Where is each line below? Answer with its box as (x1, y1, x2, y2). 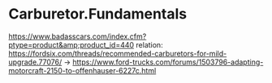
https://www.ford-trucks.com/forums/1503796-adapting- (72, 57, 264, 67)
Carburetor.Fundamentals (8, 5, 188, 23)
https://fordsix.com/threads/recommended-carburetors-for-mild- (8, 48, 227, 58)
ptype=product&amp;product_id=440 (8, 39, 135, 49)
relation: (136, 39, 164, 49)
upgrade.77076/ (8, 57, 63, 67)
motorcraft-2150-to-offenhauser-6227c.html (8, 65, 157, 75)
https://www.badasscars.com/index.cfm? (8, 31, 147, 41)
